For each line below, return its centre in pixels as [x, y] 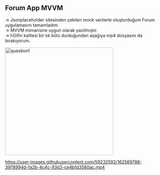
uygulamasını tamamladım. [32, 25]
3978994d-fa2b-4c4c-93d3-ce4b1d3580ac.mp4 [55, 167]
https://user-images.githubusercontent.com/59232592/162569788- [74, 162]
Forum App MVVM [34, 8]
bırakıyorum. [18, 41]
